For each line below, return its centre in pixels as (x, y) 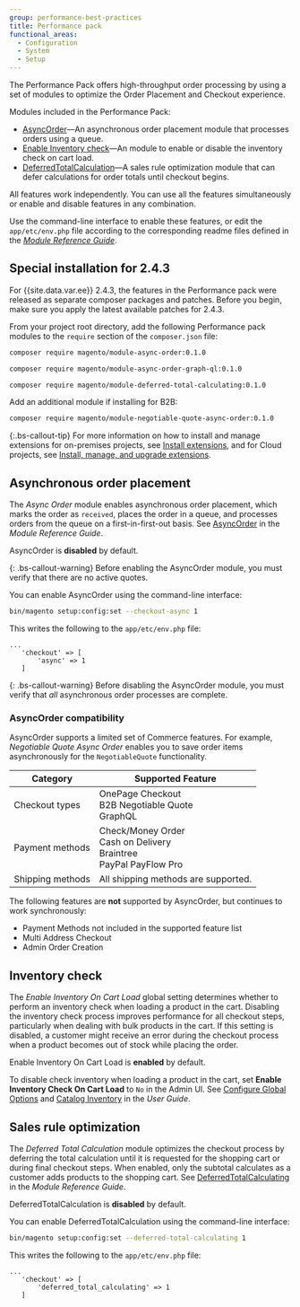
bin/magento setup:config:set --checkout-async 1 (104, 611)
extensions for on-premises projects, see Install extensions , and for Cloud (146, 445)
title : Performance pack (56, 26)
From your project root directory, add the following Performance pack (137, 326)
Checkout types (47, 805)
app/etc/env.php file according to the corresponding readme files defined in (149, 231)
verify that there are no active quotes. (79, 578)
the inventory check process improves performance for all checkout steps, (147, 1016)
